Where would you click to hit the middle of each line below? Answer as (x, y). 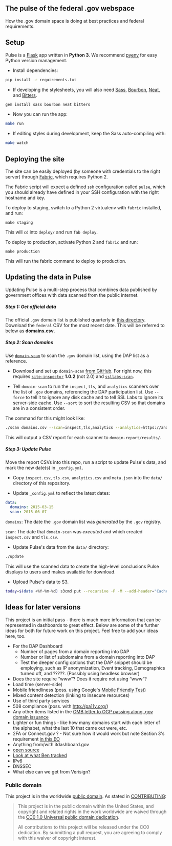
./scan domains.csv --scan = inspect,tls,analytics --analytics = (74, 427)
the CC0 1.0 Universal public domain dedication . (69, 817)
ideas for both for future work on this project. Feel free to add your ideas (82, 631)
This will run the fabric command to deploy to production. (66, 261)
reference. (16, 361)
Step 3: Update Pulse (28, 449)
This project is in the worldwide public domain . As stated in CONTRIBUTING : (86, 796)
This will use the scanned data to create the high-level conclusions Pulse (82, 566)
